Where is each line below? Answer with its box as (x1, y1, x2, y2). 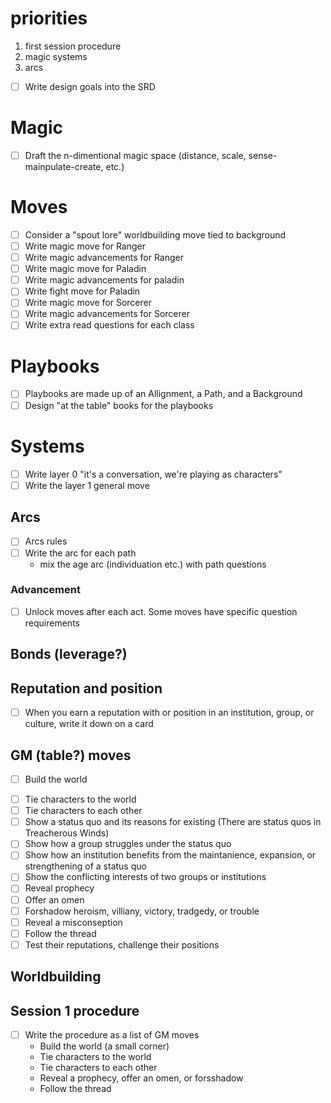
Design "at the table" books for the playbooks (24, 399, 214, 411)
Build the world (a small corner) (39, 1040, 170, 1052)
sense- (248, 149, 278, 161)
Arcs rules (24, 535, 68, 547)
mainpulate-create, (24, 161, 104, 172)
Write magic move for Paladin (24, 263, 147, 275)
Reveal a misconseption (24, 916, 123, 928)
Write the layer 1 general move (24, 479, 150, 491)
